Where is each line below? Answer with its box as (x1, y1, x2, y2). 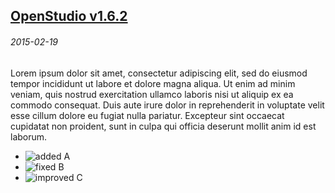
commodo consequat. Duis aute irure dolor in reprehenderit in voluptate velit (10, 99, 325, 111)
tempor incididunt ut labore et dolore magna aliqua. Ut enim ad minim (10, 77, 296, 89)
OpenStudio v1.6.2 (10, 8, 128, 25)
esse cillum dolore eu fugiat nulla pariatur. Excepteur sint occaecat (10, 109, 285, 121)
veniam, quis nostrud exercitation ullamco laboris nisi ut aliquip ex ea (10, 88, 294, 100)
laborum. (10, 130, 48, 143)
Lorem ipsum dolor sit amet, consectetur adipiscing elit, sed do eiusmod (10, 67, 308, 79)
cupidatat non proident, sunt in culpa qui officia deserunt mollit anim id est (10, 120, 317, 132)
